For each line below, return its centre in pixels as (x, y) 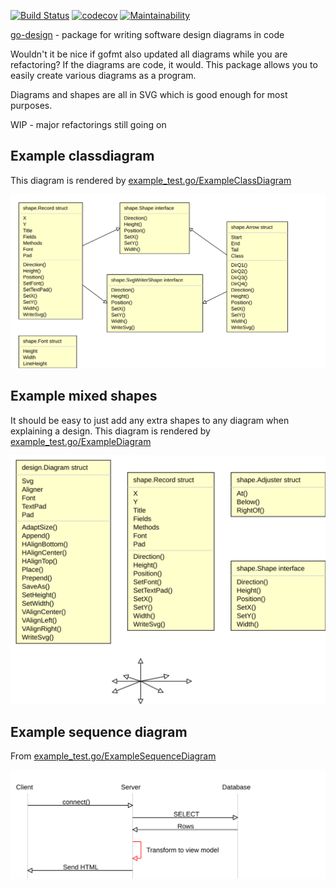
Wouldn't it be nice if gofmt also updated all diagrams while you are (149, 54)
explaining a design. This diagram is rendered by (110, 431)
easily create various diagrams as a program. (103, 75)
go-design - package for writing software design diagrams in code (147, 34)
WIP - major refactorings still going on (88, 124)
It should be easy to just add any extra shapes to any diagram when (150, 420)
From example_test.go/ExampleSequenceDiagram (113, 756)
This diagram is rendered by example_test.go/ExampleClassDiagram (151, 180)
